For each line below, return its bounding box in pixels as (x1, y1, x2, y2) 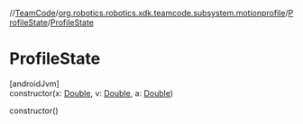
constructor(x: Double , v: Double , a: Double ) (9, 87, 174, 98)
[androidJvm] (9, 78, 60, 89)
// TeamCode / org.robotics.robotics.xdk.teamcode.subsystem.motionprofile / (9, 8, 289, 18)
